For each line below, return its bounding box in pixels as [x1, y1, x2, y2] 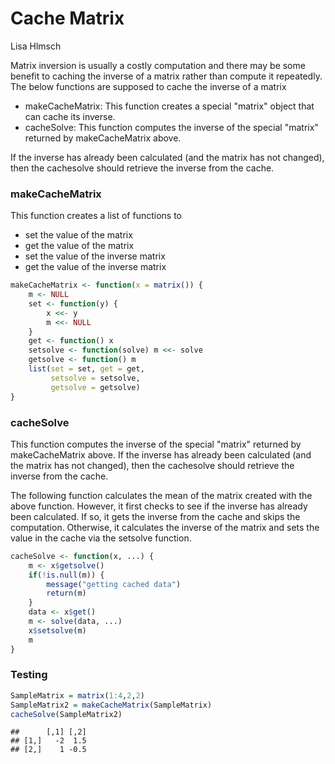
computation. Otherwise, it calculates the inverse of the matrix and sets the [10, 521, 320, 533]
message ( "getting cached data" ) [46, 579, 182, 589]
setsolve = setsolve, [50, 373, 141, 383]
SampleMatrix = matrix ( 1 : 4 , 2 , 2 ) [10, 690, 145, 701]
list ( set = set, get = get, [28, 364, 145, 374]
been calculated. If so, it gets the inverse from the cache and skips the [10, 510, 301, 522]
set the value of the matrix [24, 229, 133, 241]
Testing [10, 668, 48, 682]
